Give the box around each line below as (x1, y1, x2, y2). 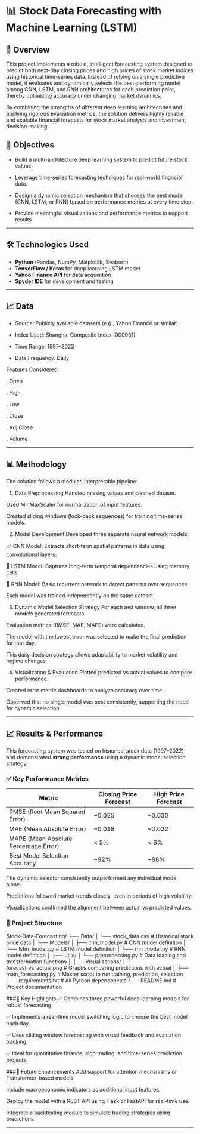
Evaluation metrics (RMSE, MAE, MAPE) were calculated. (6, 621, 146, 629)
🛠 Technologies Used (6, 239, 89, 250)
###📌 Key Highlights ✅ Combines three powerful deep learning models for (6, 994, 189, 1002)
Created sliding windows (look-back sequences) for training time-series (6, 513, 183, 520)
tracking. (6, 1038, 28, 1045)
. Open (6, 378, 23, 385)
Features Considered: (6, 366, 60, 373)
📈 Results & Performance (6, 728, 103, 738)
